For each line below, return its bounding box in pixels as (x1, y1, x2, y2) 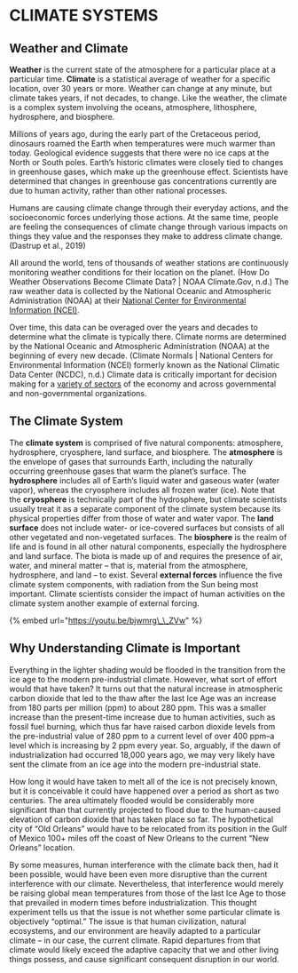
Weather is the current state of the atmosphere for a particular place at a (9, 64, 277, 75)
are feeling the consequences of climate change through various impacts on (9, 221, 288, 232)
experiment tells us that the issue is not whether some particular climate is (9, 906, 281, 917)
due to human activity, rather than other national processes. (9, 186, 228, 195)
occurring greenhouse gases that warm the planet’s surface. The (9, 466, 247, 476)
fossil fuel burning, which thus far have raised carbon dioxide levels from (9, 721, 276, 731)
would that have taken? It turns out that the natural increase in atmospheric (9, 683, 284, 694)
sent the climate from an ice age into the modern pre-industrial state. (9, 759, 262, 770)
